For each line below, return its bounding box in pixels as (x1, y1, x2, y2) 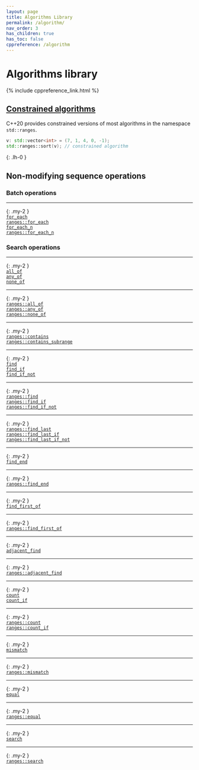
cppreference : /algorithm (6, 42, 70, 48)
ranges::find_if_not (6, 404, 57, 410)
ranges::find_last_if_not (6, 437, 70, 443)
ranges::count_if (6, 625, 49, 631)
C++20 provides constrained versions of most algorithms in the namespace (6, 120, 191, 127)
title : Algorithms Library (6, 14, 73, 20)
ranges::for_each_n (6, 229, 54, 236)
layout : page (6, 8, 38, 15)
